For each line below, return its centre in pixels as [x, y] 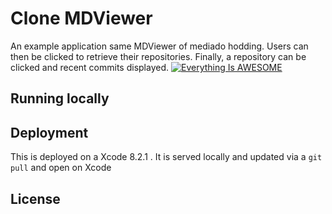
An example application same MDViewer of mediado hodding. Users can [159, 46]
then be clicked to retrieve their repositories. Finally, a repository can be [158, 56]
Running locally [60, 98]
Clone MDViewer [81, 18]
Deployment [49, 132]
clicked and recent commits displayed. [90, 67]
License [35, 198]
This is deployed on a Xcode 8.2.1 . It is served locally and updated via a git [166, 157]
